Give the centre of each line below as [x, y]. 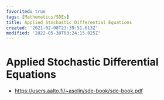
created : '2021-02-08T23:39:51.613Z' [52, 28]
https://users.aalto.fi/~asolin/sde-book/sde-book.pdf [79, 91]
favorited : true [26, 11]
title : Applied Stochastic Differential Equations [69, 22]
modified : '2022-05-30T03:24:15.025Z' [53, 33]
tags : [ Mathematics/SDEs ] [37, 17]
